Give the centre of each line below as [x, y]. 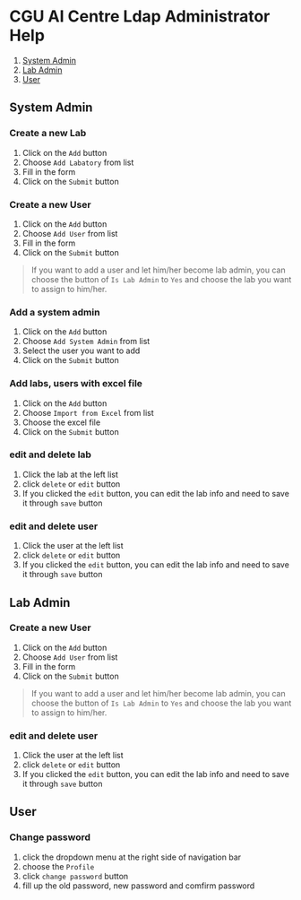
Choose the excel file [61, 422]
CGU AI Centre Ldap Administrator [140, 17]
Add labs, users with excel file [76, 384]
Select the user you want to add [81, 350]
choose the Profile [58, 866]
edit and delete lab [51, 454]
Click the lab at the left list [70, 474]
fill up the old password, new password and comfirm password [138, 886]
